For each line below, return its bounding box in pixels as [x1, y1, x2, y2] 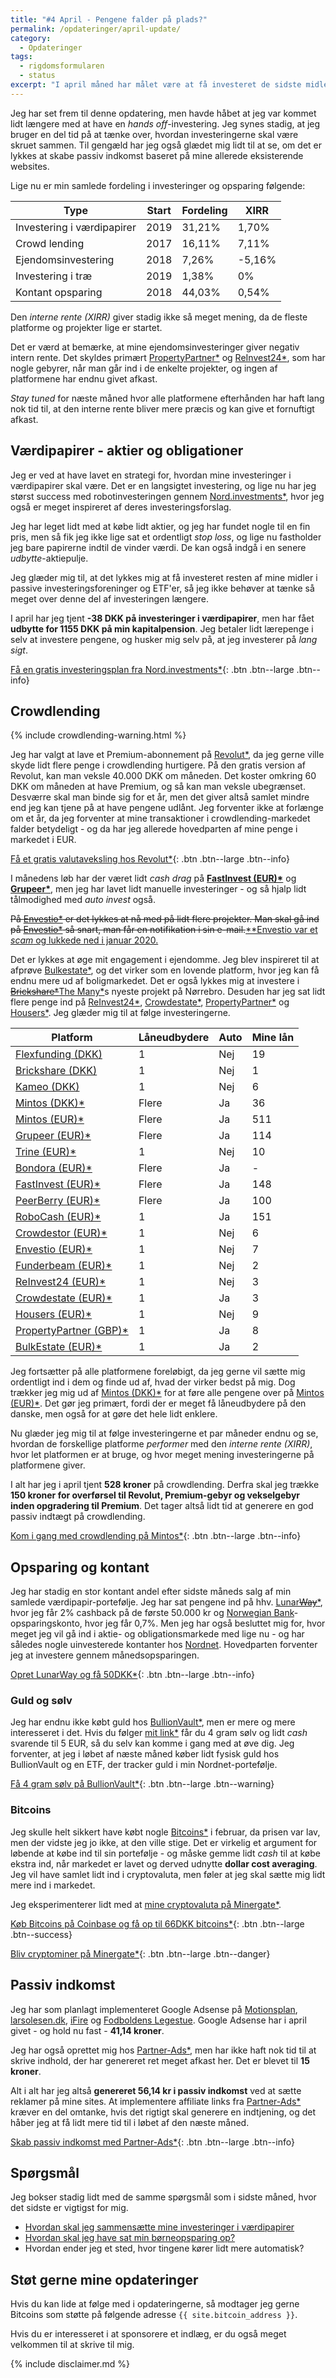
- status [19, 71, 56, 81]
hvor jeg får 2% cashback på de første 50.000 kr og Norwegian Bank [10, 1607, 295, 1619]
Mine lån [251, 1031, 295, 1045]
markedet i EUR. [10, 834, 77, 846]
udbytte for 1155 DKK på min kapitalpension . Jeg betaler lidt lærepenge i [10, 622, 314, 635]
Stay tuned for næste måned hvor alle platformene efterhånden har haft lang [10, 392, 325, 404]
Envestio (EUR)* [15, 1242, 93, 1256]
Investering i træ [15, 269, 93, 283]
